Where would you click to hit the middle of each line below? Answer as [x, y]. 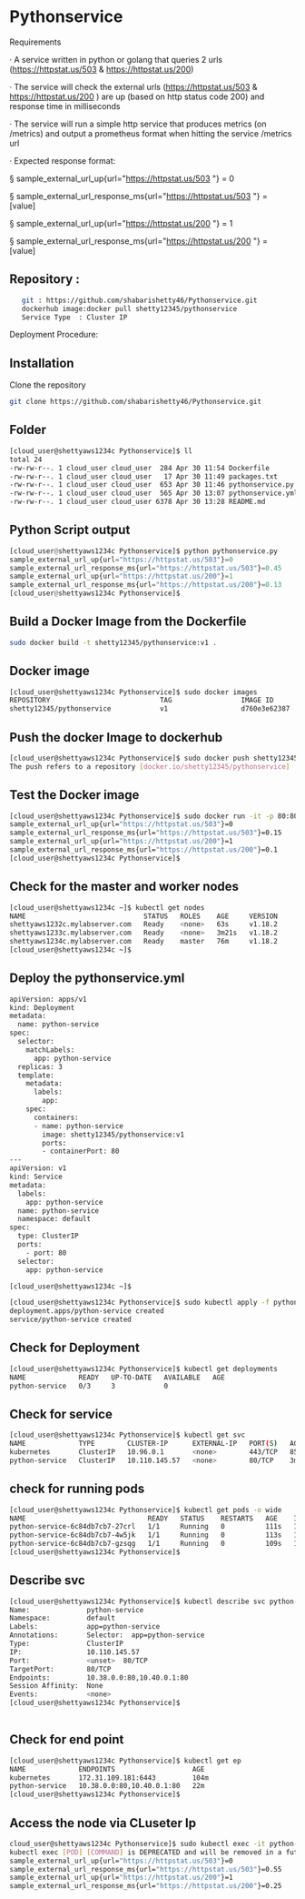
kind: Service [36, 1177]
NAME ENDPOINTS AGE [107, 1769]
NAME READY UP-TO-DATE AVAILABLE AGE [117, 1377]
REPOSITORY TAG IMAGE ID [142, 701]
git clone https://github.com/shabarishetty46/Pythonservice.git [135, 402]
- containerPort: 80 [81, 1152]
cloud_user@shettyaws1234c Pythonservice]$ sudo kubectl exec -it [138, 1843]
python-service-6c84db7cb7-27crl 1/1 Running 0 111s [146, 1527]
